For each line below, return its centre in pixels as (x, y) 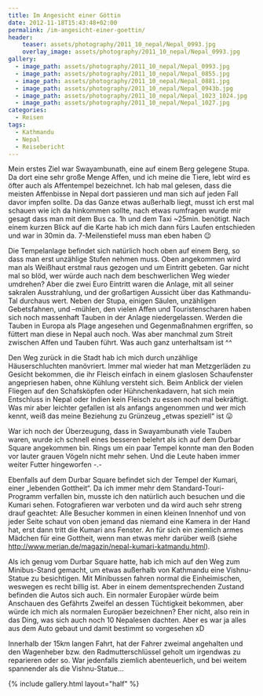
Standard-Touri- (199, 488)
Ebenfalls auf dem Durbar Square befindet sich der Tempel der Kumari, (123, 480)
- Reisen (29, 118)
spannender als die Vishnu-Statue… (66, 669)
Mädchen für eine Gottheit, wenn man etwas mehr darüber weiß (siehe (123, 538)
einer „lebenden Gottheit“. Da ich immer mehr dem (89, 488)
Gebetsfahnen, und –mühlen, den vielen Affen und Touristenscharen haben (130, 309)
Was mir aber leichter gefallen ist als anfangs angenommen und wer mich (127, 408)
